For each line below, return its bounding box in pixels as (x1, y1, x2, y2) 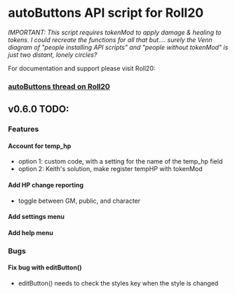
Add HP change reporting (8, 180, 83, 189)
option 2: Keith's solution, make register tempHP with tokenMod (18, 165, 203, 173)
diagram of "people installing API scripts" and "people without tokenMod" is (8, 43, 229, 51)
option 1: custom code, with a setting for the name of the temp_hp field (18, 157, 223, 166)
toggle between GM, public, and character (18, 196, 141, 205)
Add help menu (8, 228, 53, 236)
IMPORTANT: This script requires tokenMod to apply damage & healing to (8, 28, 222, 36)
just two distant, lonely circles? (8, 51, 98, 59)
